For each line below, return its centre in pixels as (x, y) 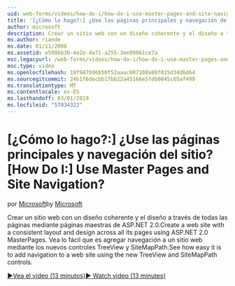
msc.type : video (31, 66)
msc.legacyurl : (29, 60)
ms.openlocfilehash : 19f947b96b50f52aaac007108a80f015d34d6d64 (101, 72)
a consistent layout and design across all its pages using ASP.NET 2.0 (108, 232)
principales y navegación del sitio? (110, 155)
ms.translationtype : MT (42, 86)
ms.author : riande (34, 40)
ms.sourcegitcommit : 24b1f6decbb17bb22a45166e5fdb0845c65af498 (101, 79)
